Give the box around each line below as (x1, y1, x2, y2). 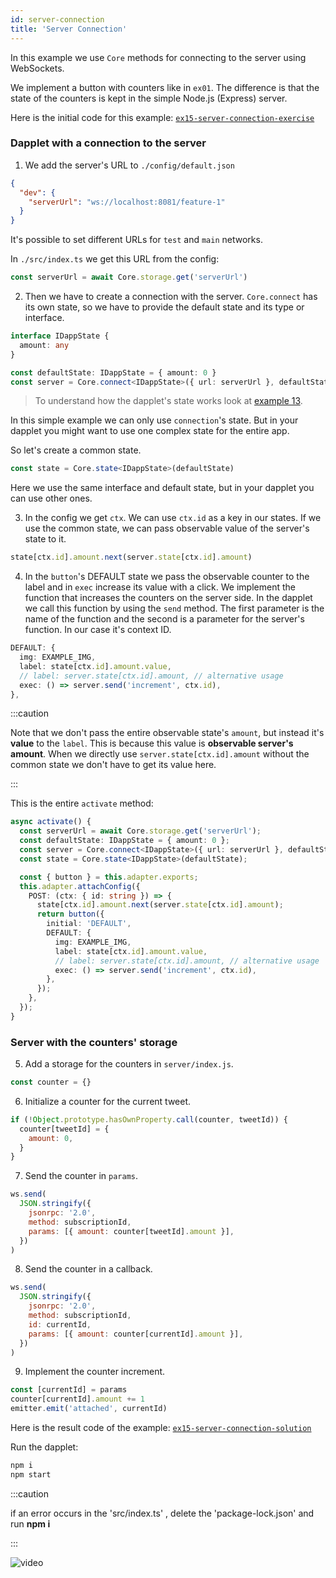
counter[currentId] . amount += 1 (10, 1394, 145, 1405)
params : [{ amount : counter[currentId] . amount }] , (28, 1329, 244, 1339)
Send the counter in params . (24, 1170, 139, 1182)
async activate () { (10, 817, 92, 827)
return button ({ (36, 909, 105, 920)
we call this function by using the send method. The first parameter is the (24, 602, 325, 615)
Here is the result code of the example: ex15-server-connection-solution (10, 1422, 312, 1434)
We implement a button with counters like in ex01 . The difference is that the (10, 81, 320, 93)
